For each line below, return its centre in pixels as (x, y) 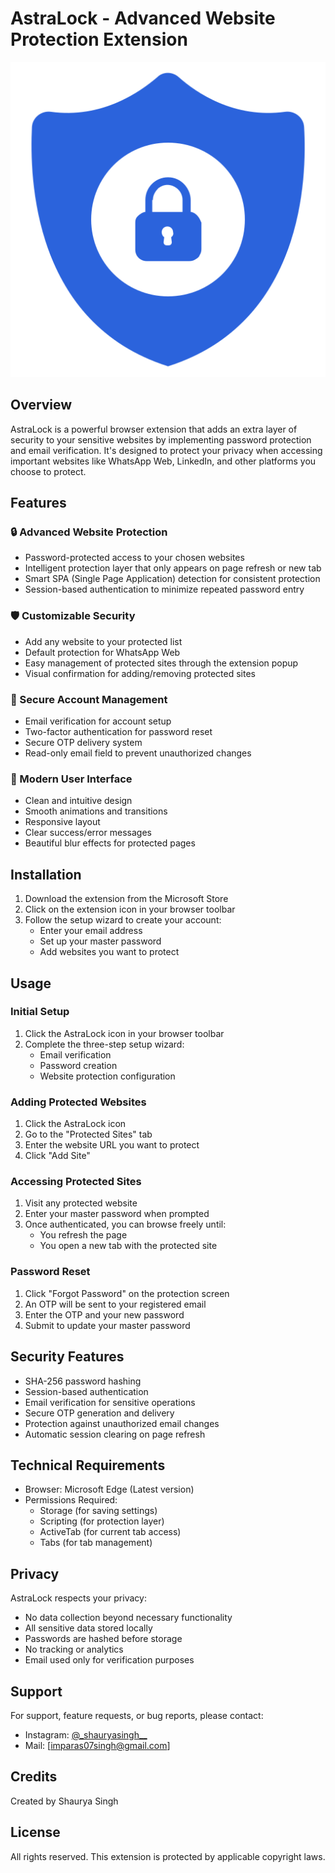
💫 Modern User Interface (71, 779)
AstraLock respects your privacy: (78, 1598)
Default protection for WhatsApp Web (102, 652)
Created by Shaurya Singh (64, 1801)
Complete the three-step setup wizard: (104, 1044)
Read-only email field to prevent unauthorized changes (138, 753)
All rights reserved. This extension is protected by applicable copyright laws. (168, 1856)
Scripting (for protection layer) (102, 1521)
